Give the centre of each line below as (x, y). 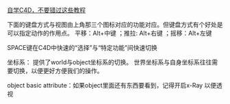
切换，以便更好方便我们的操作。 (58, 71)
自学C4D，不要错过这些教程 (47, 10)
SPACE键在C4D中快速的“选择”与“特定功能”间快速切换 (82, 48)
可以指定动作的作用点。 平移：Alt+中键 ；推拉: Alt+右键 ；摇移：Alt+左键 (110, 33)
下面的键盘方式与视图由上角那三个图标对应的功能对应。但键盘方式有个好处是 (115, 25)
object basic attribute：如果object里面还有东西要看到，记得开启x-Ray (105, 85)
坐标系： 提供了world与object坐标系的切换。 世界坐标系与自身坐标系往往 (110, 62)
